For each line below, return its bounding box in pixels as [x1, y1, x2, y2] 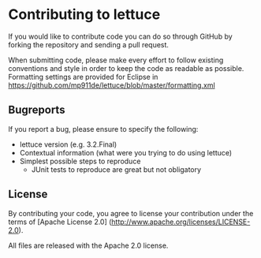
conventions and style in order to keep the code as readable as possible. [8, 63, 244, 73]
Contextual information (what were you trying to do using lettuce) [19, 148, 233, 157]
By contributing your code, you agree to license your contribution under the [8, 208, 254, 218]
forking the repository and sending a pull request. [8, 39, 170, 49]
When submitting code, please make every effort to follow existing [8, 55, 224, 65]
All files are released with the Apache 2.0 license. [8, 241, 169, 250]
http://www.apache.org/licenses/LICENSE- [111, 217, 251, 226]
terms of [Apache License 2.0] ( [8, 217, 112, 226]
